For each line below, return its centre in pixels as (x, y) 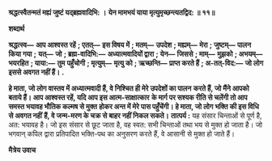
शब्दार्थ (17, 29)
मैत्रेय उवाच (22, 150)
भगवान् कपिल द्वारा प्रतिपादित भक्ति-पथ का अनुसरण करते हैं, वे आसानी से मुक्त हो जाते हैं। (122, 134)
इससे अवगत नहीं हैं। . (36, 72)
